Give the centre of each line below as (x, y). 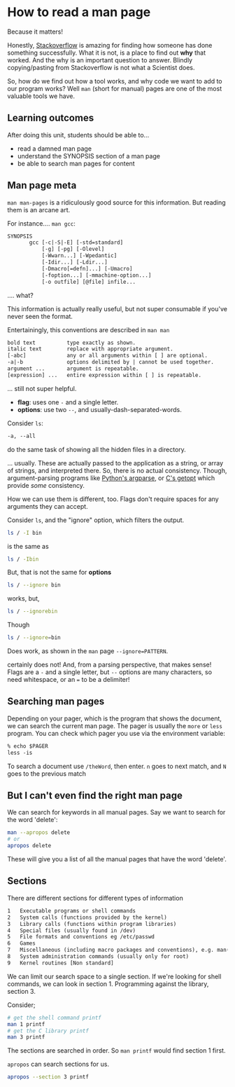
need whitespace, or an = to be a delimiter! (69, 680)
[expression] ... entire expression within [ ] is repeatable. (104, 375)
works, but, (23, 599)
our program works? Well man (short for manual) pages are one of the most (115, 88)
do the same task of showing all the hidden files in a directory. (97, 449)
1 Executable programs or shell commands (72, 911)
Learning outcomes (51, 118)
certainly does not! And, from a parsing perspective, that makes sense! (109, 665)
